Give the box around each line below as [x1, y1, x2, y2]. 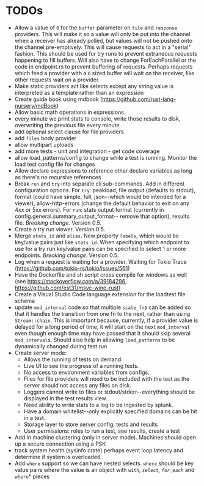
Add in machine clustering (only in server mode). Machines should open [14, 433, 196, 441]
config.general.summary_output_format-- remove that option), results [14, 212, 190, 220]
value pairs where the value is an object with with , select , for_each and [14, 466, 195, 473]
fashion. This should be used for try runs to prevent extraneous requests [14, 50, 198, 57]
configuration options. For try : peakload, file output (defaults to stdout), [14, 186, 196, 193]
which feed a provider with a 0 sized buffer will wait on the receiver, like [14, 69, 195, 77]
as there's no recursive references [14, 173, 101, 181]
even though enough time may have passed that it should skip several [14, 329, 191, 337]
